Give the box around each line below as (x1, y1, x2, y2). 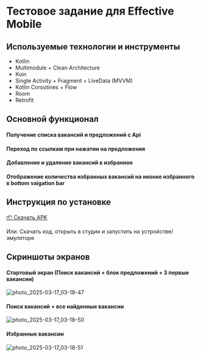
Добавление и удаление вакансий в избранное (6, 159, 133, 166)
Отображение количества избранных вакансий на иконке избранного (6, 172, 195, 180)
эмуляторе (6, 234, 35, 241)
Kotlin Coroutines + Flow (15, 83, 77, 91)
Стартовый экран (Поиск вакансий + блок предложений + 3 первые (6, 269, 189, 276)
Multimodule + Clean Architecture (15, 64, 100, 71)
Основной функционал (6, 114, 99, 124)
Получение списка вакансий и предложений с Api (6, 131, 141, 138)
